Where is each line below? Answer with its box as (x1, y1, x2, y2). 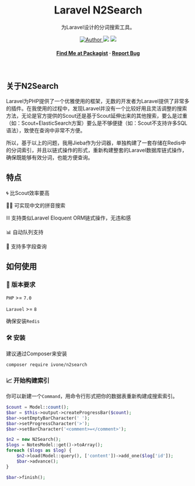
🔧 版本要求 (6, 280, 36, 289)
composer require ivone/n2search (6, 361, 88, 368)
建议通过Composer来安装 (6, 350, 67, 357)
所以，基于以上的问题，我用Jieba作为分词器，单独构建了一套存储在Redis (6, 139, 181, 146)
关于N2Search (6, 81, 59, 91)
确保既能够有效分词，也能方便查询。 (6, 153, 93, 161)
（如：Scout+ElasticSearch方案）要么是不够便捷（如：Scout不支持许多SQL (6, 119, 188, 126)
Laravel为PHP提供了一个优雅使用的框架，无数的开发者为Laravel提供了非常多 (6, 97, 190, 104)
